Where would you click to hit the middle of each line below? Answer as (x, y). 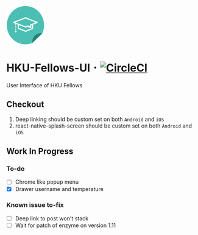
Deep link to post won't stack (52, 218)
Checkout (25, 105)
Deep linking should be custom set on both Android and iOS (90, 119)
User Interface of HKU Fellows (44, 85)
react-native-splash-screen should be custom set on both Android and (104, 126)
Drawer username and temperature (59, 189)
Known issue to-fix (35, 205)
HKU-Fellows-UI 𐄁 (52, 68)
